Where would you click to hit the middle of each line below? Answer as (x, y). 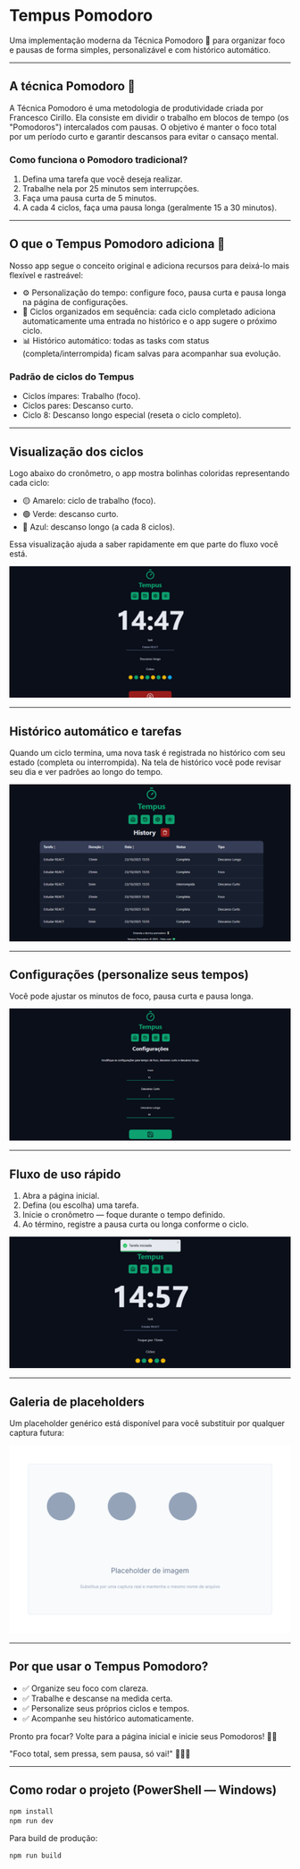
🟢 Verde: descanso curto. (70, 514)
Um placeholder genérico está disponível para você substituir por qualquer (147, 1423)
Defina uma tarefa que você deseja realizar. (102, 179)
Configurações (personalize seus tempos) (129, 975)
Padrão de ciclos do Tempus (72, 377)
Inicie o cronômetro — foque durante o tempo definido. (124, 1214)
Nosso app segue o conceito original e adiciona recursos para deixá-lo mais (150, 266)
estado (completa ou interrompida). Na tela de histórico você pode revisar (145, 762)
